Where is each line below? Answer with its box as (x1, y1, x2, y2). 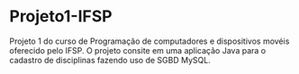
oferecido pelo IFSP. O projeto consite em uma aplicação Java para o (9, 45, 267, 55)
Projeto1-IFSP (9, 6, 113, 27)
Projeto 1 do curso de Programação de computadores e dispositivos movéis (9, 36, 290, 46)
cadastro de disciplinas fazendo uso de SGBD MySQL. (9, 54, 212, 65)
